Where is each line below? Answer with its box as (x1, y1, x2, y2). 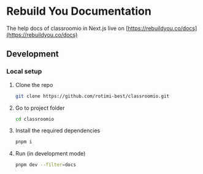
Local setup (6, 67, 42, 76)
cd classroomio (15, 116, 55, 122)
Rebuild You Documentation (6, 4, 151, 18)
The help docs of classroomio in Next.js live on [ (6, 25, 128, 32)
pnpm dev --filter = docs (15, 162, 77, 168)
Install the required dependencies (15, 127, 101, 134)
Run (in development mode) (15, 150, 86, 157)
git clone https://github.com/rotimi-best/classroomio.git (15, 93, 170, 99)
